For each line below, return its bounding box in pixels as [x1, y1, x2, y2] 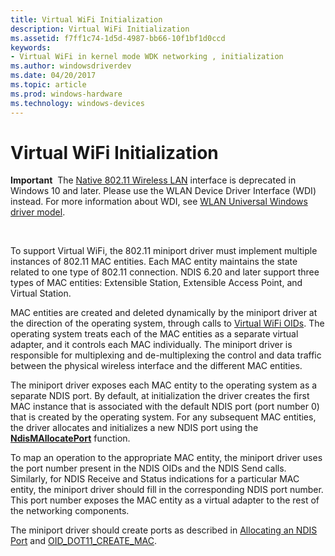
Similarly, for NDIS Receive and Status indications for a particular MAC [10, 473, 300, 485]
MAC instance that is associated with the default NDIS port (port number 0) [10, 401, 320, 413]
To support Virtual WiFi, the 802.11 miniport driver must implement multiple [10, 245, 318, 257]
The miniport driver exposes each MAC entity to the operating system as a [10, 379, 318, 391]
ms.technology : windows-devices [10, 98, 145, 108]
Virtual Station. [10, 287, 72, 300]
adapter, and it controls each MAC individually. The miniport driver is [10, 339, 293, 351]
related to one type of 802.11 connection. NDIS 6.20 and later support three [10, 266, 320, 278]
